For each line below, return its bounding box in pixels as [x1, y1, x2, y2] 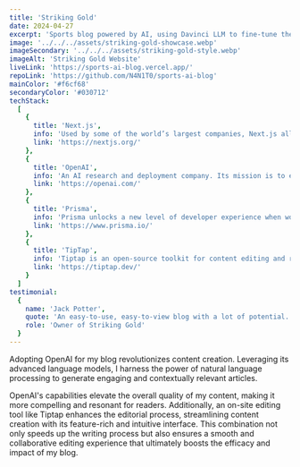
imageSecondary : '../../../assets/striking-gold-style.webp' [9, 47, 242, 55]
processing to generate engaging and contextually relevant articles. [9, 372, 258, 383]
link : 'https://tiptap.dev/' [32, 263, 142, 272]
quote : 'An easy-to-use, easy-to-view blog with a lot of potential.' [25, 312, 294, 322]
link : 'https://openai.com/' [32, 180, 142, 189]
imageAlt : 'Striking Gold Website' [9, 55, 142, 64]
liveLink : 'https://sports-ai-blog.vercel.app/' [9, 64, 194, 72]
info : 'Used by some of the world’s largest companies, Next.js [32, 130, 278, 139]
